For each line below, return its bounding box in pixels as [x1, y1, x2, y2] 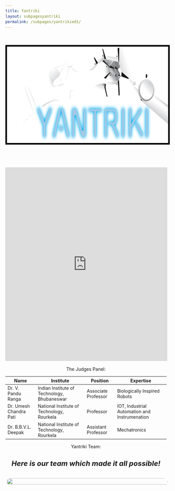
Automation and [117, 409, 151, 415]
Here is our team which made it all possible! [11, 459, 161, 468]
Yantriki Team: [71, 444, 101, 450]
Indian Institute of [37, 385, 75, 391]
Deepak [7, 429, 24, 435]
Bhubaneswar [37, 396, 68, 402]
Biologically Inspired [117, 388, 160, 394]
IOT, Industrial [117, 403, 147, 409]
